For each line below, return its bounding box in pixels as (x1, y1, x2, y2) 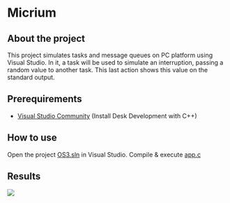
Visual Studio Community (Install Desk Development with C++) (17, 111, 197, 120)
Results (7, 170, 41, 182)
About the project (7, 33, 86, 44)
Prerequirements (7, 93, 82, 105)
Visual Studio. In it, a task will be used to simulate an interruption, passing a (7, 58, 224, 67)
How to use (7, 132, 57, 144)
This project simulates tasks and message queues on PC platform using (7, 51, 213, 59)
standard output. (7, 73, 55, 81)
